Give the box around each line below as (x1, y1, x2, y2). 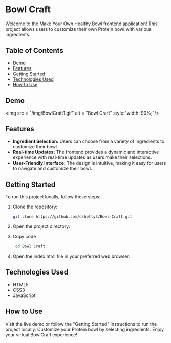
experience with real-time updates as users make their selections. (12, 154, 152, 161)
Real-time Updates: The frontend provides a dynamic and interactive (12, 149, 159, 155)
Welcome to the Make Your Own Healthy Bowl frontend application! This (5, 20, 158, 27)
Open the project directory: (12, 223, 70, 230)
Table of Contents (5, 46, 64, 55)
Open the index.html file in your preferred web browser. (12, 253, 130, 259)
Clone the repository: (12, 203, 58, 210)
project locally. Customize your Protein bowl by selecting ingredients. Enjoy (5, 326, 164, 332)
